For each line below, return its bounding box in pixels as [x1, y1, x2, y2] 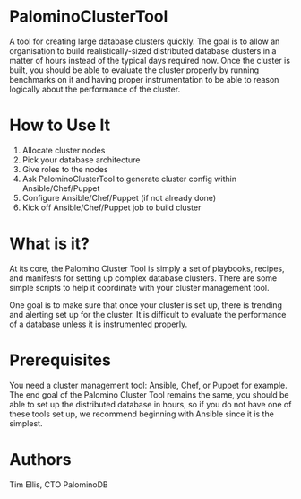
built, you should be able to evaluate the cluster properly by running [9, 65, 260, 75]
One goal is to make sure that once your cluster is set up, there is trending [9, 299, 282, 311]
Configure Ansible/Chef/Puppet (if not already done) [21, 192, 217, 203]
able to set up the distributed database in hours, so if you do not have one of [9, 398, 292, 409]
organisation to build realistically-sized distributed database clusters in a [9, 45, 277, 56]
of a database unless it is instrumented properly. [9, 319, 188, 329]
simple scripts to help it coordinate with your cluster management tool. [9, 282, 270, 293]
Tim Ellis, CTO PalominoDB [9, 478, 109, 490]
